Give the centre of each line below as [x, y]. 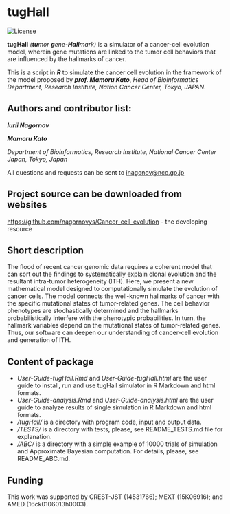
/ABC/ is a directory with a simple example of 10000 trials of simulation [117, 444]
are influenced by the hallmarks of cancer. [67, 58]
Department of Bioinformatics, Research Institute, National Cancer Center [112, 151]
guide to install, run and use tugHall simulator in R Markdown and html [116, 385]
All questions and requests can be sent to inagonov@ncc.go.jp [96, 172]
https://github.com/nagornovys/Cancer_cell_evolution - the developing [107, 222]
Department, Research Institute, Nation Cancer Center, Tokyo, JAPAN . [106, 87]
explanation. [34, 437]
